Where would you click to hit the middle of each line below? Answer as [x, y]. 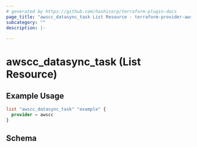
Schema [21, 139]
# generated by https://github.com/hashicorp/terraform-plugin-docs [91, 11]
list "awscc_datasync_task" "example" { [56, 109]
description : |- [26, 28]
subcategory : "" [26, 22]
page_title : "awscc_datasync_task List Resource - [69, 17]
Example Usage [35, 96]
